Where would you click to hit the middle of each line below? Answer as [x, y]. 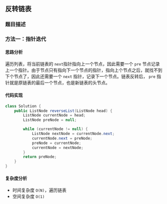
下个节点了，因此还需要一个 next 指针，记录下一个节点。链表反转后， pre [80, 76]
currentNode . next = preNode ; [62, 138]
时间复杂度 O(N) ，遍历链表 [39, 190]
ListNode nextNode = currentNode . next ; [73, 134]
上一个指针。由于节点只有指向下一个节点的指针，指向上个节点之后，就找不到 [84, 70]
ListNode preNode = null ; [50, 120]
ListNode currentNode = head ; [54, 115]
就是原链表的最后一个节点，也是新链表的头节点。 [60, 83]
